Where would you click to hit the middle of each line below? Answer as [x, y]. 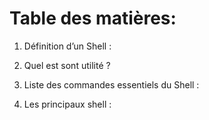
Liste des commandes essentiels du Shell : [111, 84]
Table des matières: [93, 18]
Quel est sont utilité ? [67, 65]
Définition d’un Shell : [67, 46]
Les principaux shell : [67, 104]
